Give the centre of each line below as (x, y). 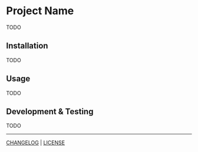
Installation (27, 46)
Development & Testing (50, 111)
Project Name (40, 11)
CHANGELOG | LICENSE (36, 143)
